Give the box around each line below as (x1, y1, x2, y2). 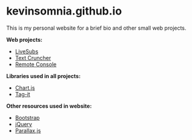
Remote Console (15, 61, 57, 68)
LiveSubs (15, 47, 39, 55)
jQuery (15, 120, 32, 128)
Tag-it (15, 90, 30, 98)
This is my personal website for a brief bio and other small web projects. (6, 24, 187, 32)
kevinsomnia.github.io (6, 4, 122, 18)
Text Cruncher (15, 54, 51, 61)
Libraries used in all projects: (6, 72, 81, 79)
